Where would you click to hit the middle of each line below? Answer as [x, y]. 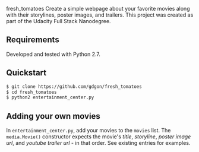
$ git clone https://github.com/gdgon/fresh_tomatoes [74, 86]
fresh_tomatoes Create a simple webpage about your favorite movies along [98, 9]
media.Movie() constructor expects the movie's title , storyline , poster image [99, 137]
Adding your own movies [53, 116]
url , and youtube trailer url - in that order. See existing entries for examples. [98, 143]
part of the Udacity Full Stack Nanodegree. [59, 21]
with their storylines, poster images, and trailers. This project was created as [100, 15]
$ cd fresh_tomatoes [32, 92]
